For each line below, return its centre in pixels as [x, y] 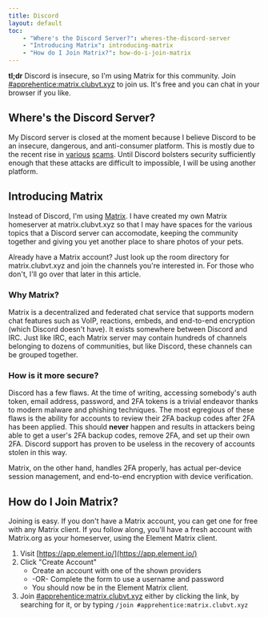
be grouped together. [43, 354]
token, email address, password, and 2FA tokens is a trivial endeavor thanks [133, 401]
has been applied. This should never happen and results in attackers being [132, 427]
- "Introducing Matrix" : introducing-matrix [98, 46]
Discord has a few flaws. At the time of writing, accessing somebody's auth [133, 393]
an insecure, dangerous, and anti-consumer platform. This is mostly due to [131, 146]
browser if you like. [40, 93]
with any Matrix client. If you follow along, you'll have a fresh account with [130, 530]
